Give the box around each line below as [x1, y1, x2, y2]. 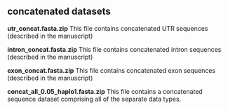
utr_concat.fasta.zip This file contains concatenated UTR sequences [7, 24, 208, 32]
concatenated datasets [7, 6, 111, 18]
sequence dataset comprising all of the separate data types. [7, 95, 182, 103]
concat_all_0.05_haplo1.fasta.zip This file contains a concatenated [7, 87, 203, 95]
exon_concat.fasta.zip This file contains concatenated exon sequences [7, 66, 216, 74]
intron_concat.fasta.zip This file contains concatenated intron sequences [7, 45, 222, 53]
